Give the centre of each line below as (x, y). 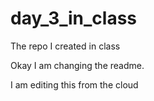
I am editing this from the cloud (74, 84)
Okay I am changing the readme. (77, 65)
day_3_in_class (74, 18)
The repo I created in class (65, 46)
